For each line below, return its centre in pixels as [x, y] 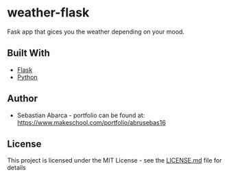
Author [22, 98]
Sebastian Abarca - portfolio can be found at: [81, 115]
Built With [28, 53]
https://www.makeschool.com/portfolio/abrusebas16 [91, 122]
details [16, 168]
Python [27, 77]
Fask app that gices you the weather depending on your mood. [96, 32]
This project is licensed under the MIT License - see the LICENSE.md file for [114, 161]
